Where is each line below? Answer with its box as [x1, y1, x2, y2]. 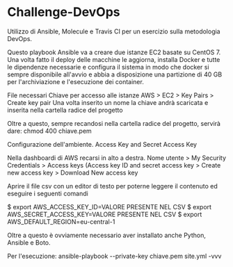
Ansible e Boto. [7, 238, 51, 247]
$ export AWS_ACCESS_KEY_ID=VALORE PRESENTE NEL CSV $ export [7, 202, 212, 211]
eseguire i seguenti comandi [7, 189, 88, 197]
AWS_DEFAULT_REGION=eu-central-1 [7, 217, 115, 226]
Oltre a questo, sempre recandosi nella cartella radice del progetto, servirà [7, 119, 221, 127]
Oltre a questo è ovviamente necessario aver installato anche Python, [7, 231, 207, 239]
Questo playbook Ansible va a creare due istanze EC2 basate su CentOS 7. [7, 48, 221, 56]
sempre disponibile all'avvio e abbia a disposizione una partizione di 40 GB [7, 70, 223, 79]
